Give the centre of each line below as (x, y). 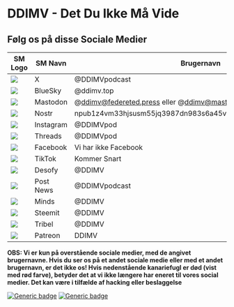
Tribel (44, 224)
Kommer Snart (98, 159)
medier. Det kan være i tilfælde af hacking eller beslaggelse (95, 282)
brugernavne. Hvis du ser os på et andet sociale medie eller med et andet (115, 260)
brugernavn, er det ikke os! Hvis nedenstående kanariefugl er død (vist (112, 268)
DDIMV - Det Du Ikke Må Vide (93, 14)
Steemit (47, 213)
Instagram (51, 125)
